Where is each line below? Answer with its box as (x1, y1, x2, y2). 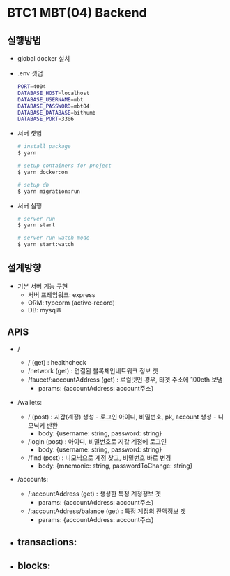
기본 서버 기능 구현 (17, 282, 68, 290)
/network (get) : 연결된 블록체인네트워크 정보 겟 (27, 366, 158, 375)
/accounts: (17, 475, 49, 483)
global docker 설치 (17, 55, 70, 62)
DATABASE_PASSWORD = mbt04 (17, 103, 90, 110)
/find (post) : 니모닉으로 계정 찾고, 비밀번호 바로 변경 (27, 453, 171, 462)
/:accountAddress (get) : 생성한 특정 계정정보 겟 (27, 489, 162, 498)
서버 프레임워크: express (27, 290, 95, 298)
